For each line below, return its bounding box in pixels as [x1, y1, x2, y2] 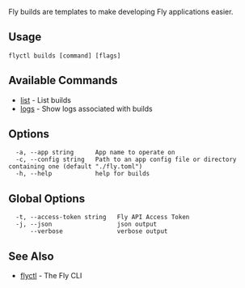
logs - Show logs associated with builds [19, 104, 154, 113]
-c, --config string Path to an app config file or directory [15, 155, 237, 164]
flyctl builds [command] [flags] [8, 52, 121, 60]
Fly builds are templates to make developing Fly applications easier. [8, 7, 234, 16]
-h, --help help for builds [15, 170, 150, 178]
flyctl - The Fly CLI [19, 271, 82, 281]
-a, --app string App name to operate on [15, 149, 175, 157]
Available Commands [8, 74, 118, 87]
